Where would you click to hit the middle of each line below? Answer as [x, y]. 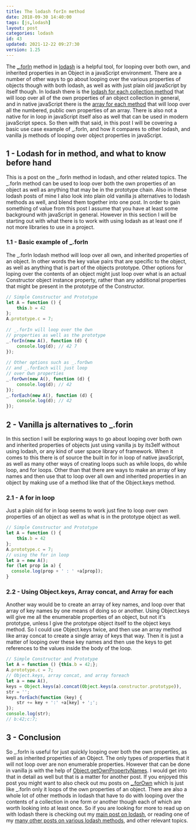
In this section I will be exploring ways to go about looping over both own [94, 439]
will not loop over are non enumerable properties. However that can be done [98, 764]
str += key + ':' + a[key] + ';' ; [57, 703]
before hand [29, 163]
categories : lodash [30, 34]
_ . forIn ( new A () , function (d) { [47, 341]
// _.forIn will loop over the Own [49, 330]
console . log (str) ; [28, 714]
